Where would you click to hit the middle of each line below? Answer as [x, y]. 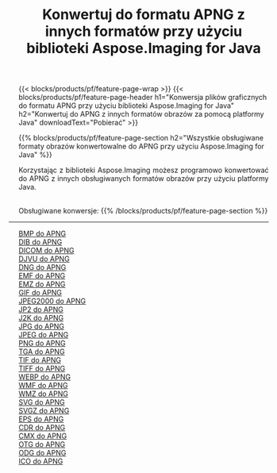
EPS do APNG [41, 419]
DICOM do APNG [46, 251]
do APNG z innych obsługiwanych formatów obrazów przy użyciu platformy [144, 179]
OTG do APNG [42, 444]
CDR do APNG [42, 428]
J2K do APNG [41, 318]
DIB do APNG [40, 242]
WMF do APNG [43, 386]
